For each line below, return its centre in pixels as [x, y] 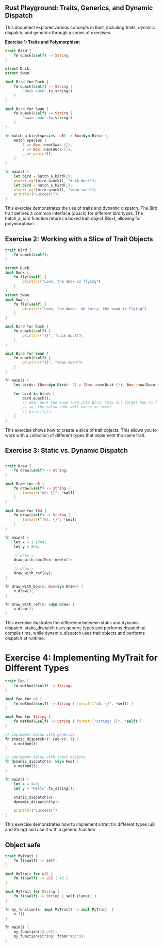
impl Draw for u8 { [25, 484]
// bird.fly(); [38, 412]
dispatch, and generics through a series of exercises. [58, 32]
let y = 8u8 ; [27, 547]
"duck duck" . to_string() [48, 91]
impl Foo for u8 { [24, 699]
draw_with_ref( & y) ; [33, 573]
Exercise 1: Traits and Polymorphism [42, 42]
